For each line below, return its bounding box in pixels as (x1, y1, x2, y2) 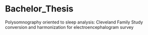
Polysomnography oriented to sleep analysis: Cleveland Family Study (5, 19, 143, 25)
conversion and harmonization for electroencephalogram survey (5, 24, 134, 30)
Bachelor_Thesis (5, 3, 74, 14)
